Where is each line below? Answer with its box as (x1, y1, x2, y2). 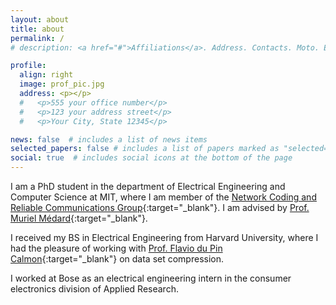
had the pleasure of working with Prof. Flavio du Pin (10, 242, 223, 254)
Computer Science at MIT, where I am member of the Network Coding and (10, 191, 317, 203)
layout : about (10, 14, 70, 25)
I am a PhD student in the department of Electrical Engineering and (10, 181, 286, 192)
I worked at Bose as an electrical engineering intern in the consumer (10, 272, 292, 284)
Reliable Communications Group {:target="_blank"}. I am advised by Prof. (10, 202, 310, 213)
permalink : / (10, 33, 65, 43)
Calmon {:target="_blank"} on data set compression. (10, 253, 224, 265)
